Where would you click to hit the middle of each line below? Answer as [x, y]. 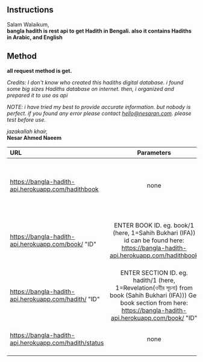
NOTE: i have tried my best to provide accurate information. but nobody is [99, 107]
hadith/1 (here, [154, 280]
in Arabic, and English [35, 37]
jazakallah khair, [27, 131]
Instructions [30, 10]
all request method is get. [39, 70]
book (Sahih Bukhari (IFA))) [148, 295]
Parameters [154, 152]
